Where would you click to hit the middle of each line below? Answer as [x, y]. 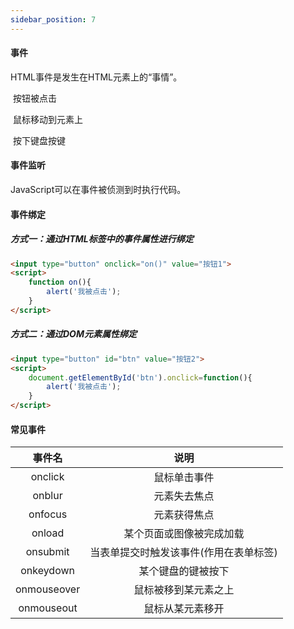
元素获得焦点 [184, 515]
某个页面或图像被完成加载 [184, 534]
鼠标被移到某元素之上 [184, 590]
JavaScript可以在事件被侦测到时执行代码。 [98, 190]
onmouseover [48, 589]
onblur [47, 496]
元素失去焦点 [184, 496]
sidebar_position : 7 [53, 19]
